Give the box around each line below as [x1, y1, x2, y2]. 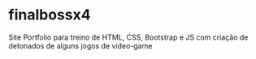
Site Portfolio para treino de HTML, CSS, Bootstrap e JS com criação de [8, 32, 249, 42]
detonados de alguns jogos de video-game [8, 40, 153, 50]
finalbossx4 [8, 6, 91, 24]
